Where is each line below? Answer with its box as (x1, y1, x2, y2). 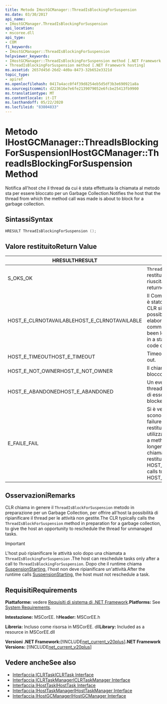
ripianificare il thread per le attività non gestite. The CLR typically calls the (5, 515, 155, 521)
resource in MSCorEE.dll (5, 629, 55, 635)
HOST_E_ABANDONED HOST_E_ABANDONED (7, 388, 114, 395)
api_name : (5, 16, 26, 21)
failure (147, 418, 162, 425)
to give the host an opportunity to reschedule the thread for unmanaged (5, 526, 153, 531)
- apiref (5, 77, 23, 82)
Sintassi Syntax (5, 215, 53, 224)
